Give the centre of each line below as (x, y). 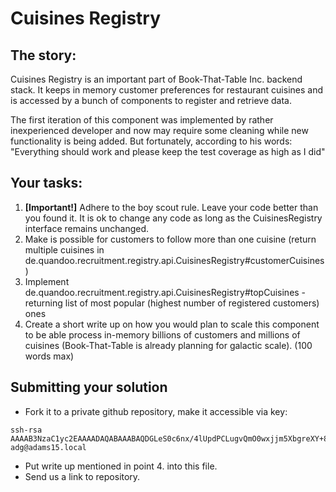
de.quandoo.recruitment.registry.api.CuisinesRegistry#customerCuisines (174, 260)
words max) (49, 356)
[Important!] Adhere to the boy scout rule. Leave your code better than (171, 207)
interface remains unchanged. (87, 228)
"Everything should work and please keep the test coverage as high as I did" (168, 151)
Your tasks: (46, 183)
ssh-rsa (26, 430)
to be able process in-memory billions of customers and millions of (162, 334)
